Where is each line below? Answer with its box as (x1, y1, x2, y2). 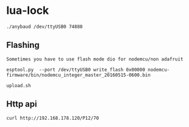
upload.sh (6, 82, 32, 88)
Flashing (6, 40, 40, 50)
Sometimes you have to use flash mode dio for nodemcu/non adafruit (6, 56, 184, 62)
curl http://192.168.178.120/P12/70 (6, 115, 99, 121)
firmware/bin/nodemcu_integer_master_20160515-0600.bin (6, 72, 151, 78)
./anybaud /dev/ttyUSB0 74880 (6, 24, 83, 30)
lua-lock (6, 4, 49, 18)
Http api (6, 99, 38, 109)
